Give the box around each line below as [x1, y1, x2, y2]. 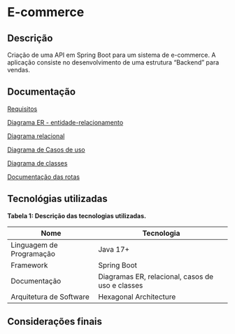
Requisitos [7, 105, 38, 113]
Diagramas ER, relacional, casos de [97, 272, 214, 281]
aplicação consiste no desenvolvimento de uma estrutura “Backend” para [7, 58, 220, 67]
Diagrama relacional [7, 131, 65, 140]
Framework [10, 260, 48, 270]
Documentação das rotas [7, 173, 80, 181]
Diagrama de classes [7, 159, 68, 167]
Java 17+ [97, 244, 130, 254]
